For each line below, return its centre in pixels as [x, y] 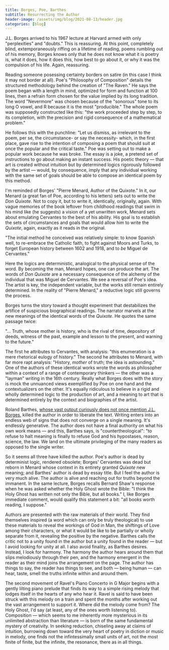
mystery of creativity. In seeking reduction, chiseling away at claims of [78, 626]
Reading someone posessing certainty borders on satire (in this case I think [83, 75]
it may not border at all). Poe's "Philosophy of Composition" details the [78, 80]
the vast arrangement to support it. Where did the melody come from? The [82, 605]
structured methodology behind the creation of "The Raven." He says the [81, 86]
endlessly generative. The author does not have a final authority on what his [84, 425]
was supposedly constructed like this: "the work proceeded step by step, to [84, 112]
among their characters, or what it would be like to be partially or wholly [80, 531]
